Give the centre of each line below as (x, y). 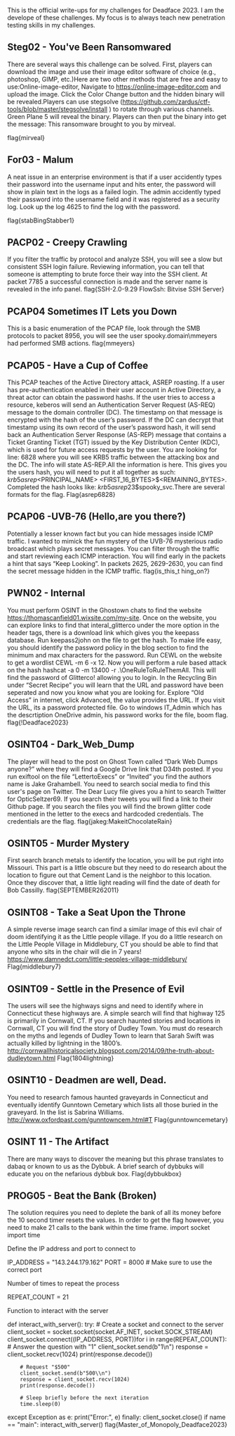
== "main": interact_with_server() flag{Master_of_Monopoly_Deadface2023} (117, 1425)
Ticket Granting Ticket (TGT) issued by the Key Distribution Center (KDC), (114, 442)
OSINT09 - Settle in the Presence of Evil (96, 989)
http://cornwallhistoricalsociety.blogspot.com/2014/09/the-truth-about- (111, 1050)
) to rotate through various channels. (161, 109)
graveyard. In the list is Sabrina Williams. (66, 1112)
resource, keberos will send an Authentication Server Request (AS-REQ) (112, 405)
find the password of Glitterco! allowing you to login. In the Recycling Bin (112, 677)
